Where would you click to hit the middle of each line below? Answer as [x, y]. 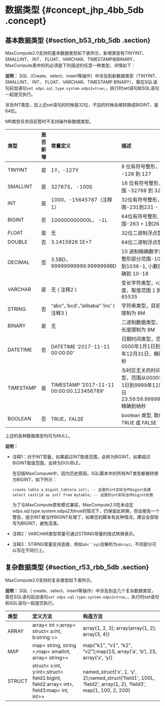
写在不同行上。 [32, 550]
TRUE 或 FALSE [139, 423]
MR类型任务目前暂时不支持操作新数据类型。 [49, 121]
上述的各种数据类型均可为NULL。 [39, 436]
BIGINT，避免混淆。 [41, 523]
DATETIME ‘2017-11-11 [81, 347]
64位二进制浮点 [139, 242]
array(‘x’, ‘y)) [98, 657]
